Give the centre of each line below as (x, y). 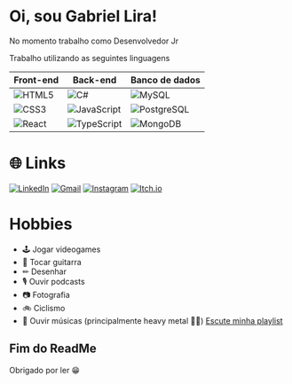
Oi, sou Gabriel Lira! (83, 16)
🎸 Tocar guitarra (51, 262)
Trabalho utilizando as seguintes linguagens (90, 58)
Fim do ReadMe (53, 349)
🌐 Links (38, 164)
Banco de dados (166, 80)
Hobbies (41, 224)
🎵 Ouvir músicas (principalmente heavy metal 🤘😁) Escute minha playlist (152, 320)
